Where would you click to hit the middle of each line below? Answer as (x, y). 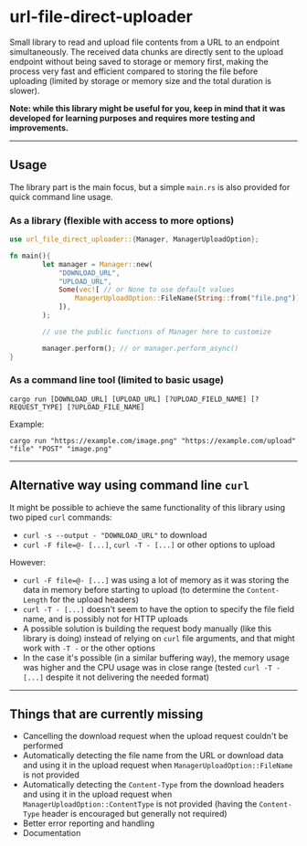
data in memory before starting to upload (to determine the (133, 589)
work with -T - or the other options (89, 648)
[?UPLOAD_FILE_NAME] (106, 407)
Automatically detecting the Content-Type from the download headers (153, 785)
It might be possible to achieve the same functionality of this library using (148, 507)
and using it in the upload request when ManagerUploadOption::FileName (158, 766)
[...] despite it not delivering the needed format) (116, 677)
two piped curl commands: (61, 517)
